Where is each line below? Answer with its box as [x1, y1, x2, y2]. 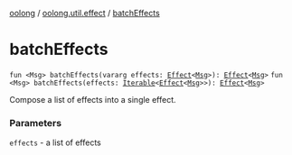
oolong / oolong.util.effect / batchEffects [9, 8, 160, 18]
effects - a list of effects [9, 137, 102, 148]
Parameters [9, 116, 61, 129]
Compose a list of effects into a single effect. [9, 94, 176, 105]
